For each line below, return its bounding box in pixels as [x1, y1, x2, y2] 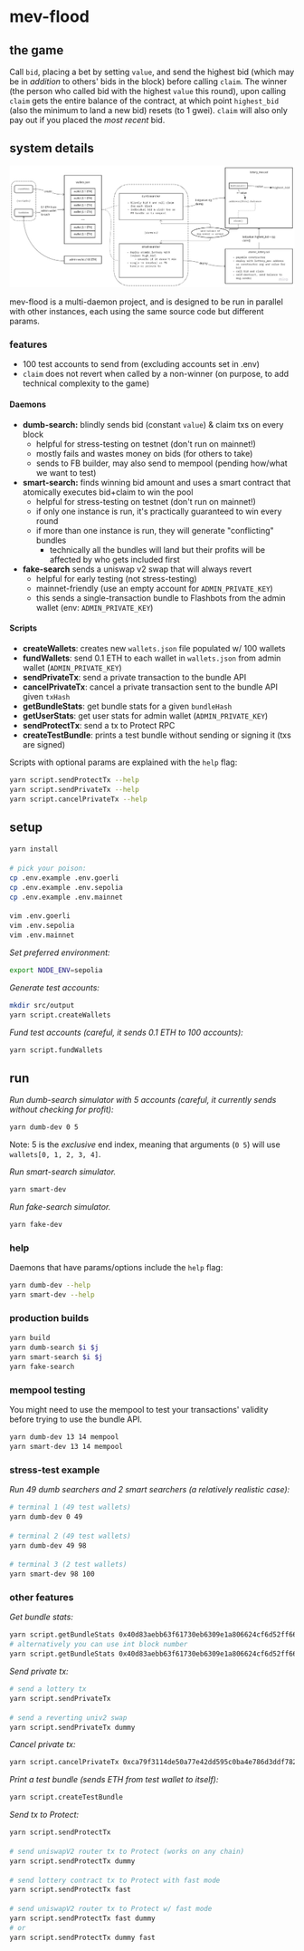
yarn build [9, 1334, 51, 1343]
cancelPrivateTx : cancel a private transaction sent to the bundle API [22, 681, 279, 692]
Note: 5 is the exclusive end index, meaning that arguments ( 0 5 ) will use [9, 1139, 280, 1150]
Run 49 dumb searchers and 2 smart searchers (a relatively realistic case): [9, 1484, 290, 1495]
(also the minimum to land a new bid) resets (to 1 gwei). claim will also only [9, 105, 288, 115]
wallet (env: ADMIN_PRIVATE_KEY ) [35, 602, 154, 613]
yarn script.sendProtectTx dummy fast [9, 1933, 156, 1942]
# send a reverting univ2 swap [9, 1713, 128, 1723]
